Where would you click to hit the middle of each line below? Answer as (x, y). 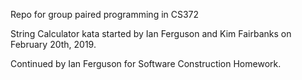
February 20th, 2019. (53, 44)
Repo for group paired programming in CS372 (105, 14)
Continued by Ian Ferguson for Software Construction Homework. (146, 63)
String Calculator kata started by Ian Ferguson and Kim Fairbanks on (151, 33)
